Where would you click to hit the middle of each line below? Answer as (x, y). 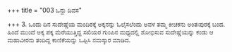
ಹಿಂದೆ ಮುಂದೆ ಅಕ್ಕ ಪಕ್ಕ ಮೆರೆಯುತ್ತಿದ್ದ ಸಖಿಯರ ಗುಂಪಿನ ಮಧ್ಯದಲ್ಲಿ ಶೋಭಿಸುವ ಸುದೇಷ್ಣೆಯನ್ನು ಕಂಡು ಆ (110, 32)
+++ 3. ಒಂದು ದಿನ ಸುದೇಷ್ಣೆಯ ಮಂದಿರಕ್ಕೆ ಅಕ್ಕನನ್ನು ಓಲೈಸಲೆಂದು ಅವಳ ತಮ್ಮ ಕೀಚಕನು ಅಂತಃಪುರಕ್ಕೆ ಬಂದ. (116, 24)
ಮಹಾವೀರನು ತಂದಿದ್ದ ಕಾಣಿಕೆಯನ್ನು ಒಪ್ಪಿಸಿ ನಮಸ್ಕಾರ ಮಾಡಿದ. (69, 40)
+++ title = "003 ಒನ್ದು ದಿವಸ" (45, 10)
